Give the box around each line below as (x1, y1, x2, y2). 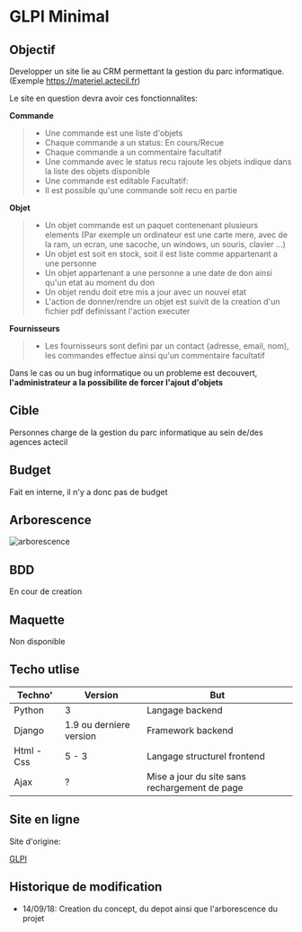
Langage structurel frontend (147, 750, 265, 762)
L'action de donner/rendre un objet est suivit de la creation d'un (44, 297, 280, 306)
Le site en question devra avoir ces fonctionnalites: (9, 93, 198, 103)
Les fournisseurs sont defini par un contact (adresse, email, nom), (44, 341, 289, 351)
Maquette (9, 612, 66, 627)
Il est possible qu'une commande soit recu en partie (44, 185, 238, 195)
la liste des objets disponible (44, 166, 150, 176)
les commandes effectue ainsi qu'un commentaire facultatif (44, 351, 265, 360)
